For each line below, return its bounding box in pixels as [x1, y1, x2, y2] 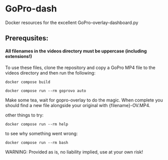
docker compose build [5, 79, 51, 84]
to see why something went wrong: [5, 130, 78, 136]
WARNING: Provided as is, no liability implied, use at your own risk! [5, 148, 143, 155]
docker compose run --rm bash [5, 140, 69, 145]
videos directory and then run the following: [5, 69, 96, 75]
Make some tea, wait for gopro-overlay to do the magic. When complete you [5, 97, 163, 103]
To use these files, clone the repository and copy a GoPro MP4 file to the [5, 64, 155, 70]
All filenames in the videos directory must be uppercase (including [5, 48, 147, 54]
